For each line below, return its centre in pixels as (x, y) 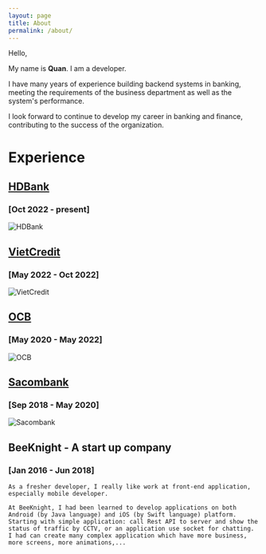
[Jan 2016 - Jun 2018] (51, 470)
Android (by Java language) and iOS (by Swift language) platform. (123, 515)
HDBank (29, 186)
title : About (30, 23)
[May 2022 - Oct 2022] (54, 275)
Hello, (18, 53)
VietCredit (35, 252)
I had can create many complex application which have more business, (128, 536)
